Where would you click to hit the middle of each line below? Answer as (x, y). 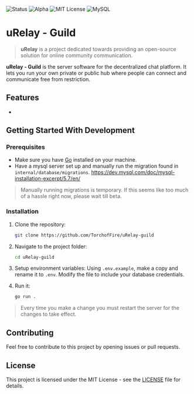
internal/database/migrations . (52, 172)
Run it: (22, 286)
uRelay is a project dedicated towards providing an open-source (98, 49)
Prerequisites (25, 147)
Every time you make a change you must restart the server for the (100, 308)
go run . (25, 297)
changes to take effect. (48, 314)
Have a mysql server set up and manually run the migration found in (96, 166)
